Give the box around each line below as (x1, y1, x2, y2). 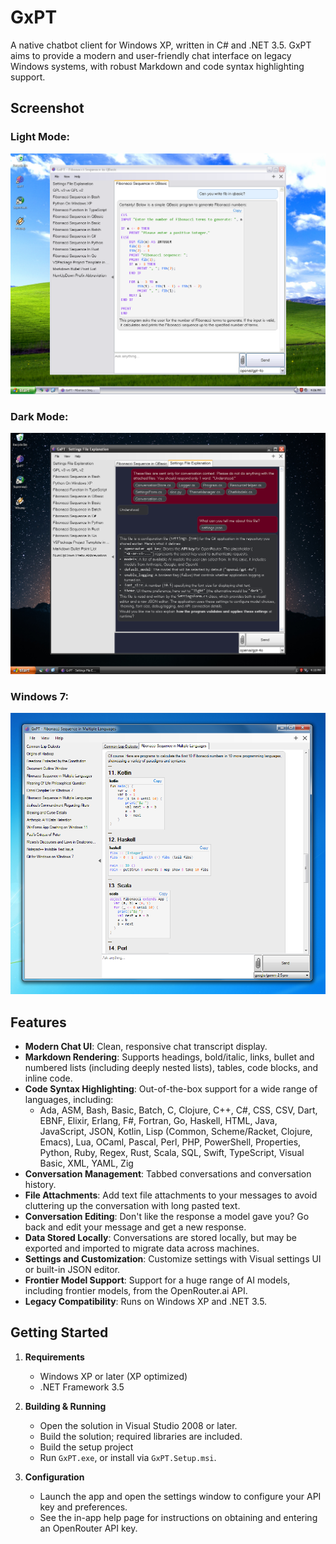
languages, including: (24, 1094, 114, 1106)
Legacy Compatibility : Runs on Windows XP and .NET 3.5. (24, 1296, 268, 1308)
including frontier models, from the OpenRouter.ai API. (24, 1285, 248, 1297)
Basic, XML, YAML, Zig (39, 1157, 134, 1170)
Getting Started (10, 1324, 109, 1341)
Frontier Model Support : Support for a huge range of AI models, (24, 1274, 291, 1286)
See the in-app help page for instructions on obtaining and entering (39, 1511, 318, 1523)
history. (24, 1179, 57, 1191)
